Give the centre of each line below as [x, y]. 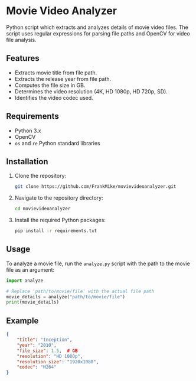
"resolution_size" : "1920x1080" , [58, 362]
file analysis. [21, 40]
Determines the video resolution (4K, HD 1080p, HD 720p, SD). [91, 91]
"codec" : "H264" [37, 367]
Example [22, 320]
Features [23, 58]
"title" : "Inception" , [45, 340]
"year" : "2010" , [37, 345]
